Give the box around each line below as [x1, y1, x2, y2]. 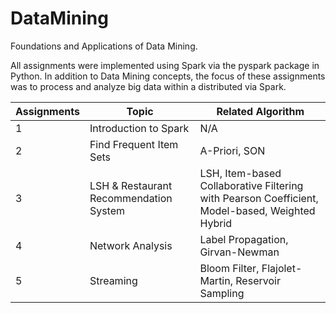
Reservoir [235, 273, 281, 287]
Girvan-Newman [199, 245, 280, 259]
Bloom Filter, [199, 261, 260, 275]
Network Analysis [89, 238, 173, 252]
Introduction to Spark [89, 121, 190, 135]
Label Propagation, [199, 232, 289, 246]
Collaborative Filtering [199, 178, 304, 192]
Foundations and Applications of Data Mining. [10, 40, 198, 52]
